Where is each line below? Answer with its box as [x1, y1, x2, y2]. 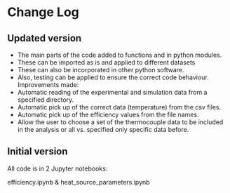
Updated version [7, 32, 82, 44]
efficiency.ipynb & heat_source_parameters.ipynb [7, 178, 150, 186]
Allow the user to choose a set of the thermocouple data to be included [17, 118, 224, 126]
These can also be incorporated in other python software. [17, 66, 184, 74]
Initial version [7, 145, 68, 158]
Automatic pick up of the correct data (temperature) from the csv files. [17, 103, 222, 111]
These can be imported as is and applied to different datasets [17, 58, 196, 67]
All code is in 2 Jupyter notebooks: [7, 164, 108, 173]
